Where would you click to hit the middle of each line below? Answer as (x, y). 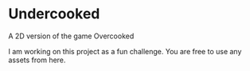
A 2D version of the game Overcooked (71, 36)
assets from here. (37, 60)
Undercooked (54, 14)
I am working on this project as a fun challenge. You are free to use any (125, 51)
